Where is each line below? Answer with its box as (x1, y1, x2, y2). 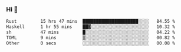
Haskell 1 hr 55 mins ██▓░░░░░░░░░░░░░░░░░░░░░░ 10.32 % (6, 24, 176, 30)
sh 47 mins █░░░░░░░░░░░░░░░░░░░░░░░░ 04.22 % (6, 29, 176, 36)
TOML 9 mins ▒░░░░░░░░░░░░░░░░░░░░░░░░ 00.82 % (6, 34, 176, 40)
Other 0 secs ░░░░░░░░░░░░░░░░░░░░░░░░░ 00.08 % (6, 40, 176, 46)
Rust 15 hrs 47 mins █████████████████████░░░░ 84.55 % (6, 19, 176, 25)
